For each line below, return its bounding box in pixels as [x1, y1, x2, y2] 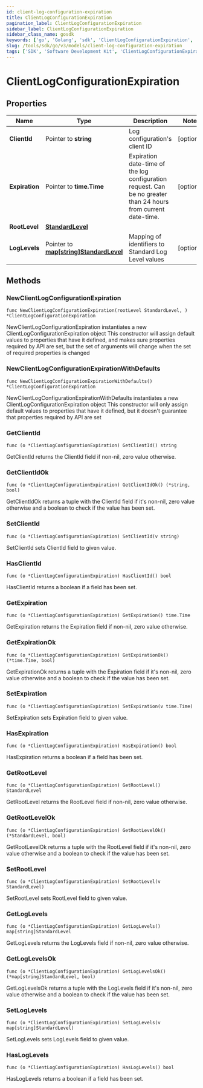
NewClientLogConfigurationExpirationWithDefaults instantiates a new [6, 394, 179, 401]
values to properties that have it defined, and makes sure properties [6, 336, 175, 343]
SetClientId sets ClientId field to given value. [6, 544, 117, 551]
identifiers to [129, 240, 165, 248]
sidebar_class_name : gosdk [6, 32, 74, 38]
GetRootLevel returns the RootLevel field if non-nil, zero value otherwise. [6, 799, 187, 806]
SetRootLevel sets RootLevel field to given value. [6, 894, 128, 902]
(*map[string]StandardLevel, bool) [6, 973, 96, 980]
